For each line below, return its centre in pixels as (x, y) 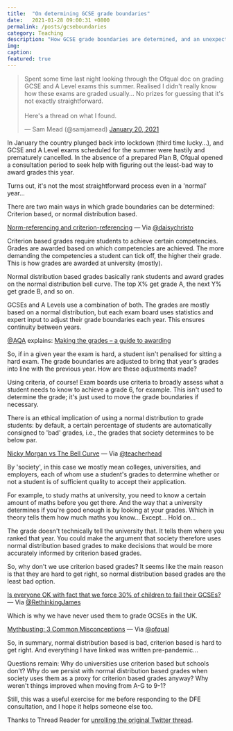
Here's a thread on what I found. (70, 115)
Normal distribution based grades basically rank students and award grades (115, 276)
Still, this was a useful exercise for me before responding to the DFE (104, 699)
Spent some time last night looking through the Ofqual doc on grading (124, 79)
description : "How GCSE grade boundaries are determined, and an (103, 40)
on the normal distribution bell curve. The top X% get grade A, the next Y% (114, 284)
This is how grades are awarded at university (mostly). (85, 263)
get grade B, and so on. (41, 291)
